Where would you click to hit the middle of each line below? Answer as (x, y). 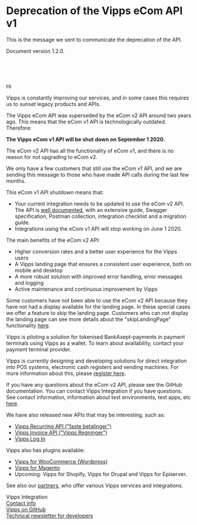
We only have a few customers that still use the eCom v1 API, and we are (94, 168)
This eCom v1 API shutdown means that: (55, 192)
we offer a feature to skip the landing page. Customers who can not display (97, 313)
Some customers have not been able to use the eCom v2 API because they (97, 300)
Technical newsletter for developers (50, 516)
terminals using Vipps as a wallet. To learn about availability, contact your (95, 343)
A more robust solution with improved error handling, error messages (98, 276)
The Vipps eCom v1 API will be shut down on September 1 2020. (86, 139)
